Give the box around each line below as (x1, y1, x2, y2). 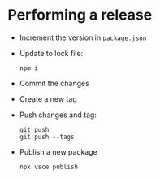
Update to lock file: (19, 48, 84, 58)
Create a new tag (19, 94, 78, 103)
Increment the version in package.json (19, 33, 147, 42)
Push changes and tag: (19, 110, 97, 120)
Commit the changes (19, 78, 90, 88)
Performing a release (7, 6, 153, 24)
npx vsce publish (19, 163, 79, 171)
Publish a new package (19, 146, 98, 156)
